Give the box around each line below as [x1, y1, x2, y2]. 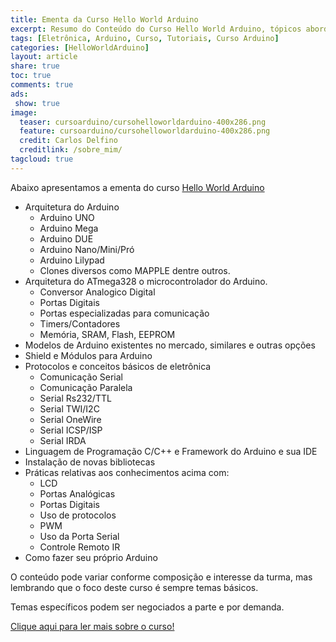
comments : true [10, 80, 74, 90]
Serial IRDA [39, 434, 87, 446]
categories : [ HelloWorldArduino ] [10, 42, 150, 53]
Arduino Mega [39, 222, 99, 234]
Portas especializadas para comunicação [39, 307, 210, 319]
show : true [14, 98, 60, 108]
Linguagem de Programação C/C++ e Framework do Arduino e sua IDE [24, 445, 318, 457]
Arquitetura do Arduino [24, 201, 120, 213]
